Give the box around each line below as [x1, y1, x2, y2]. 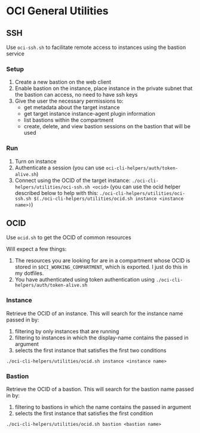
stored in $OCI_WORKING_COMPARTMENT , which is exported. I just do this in [14, 264, 188, 271]
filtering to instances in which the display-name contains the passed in [14, 334, 189, 341]
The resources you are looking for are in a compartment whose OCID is [14, 257, 190, 264]
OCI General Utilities [6, 4, 109, 18]
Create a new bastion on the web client [14, 79, 112, 86]
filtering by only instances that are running [14, 327, 119, 335]
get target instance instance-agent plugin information [23, 110, 155, 117]
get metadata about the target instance [23, 104, 121, 111]
